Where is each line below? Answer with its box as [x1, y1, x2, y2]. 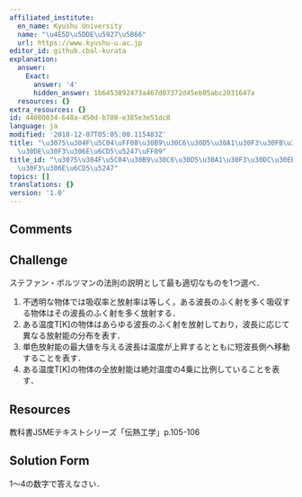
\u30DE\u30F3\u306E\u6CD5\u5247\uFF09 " [17, 146, 167, 155]
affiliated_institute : [9, 13, 94, 22]
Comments [9, 222, 73, 237]
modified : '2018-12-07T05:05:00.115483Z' [9, 130, 167, 139]
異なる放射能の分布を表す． [22, 330, 126, 342]
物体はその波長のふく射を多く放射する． [30, 307, 181, 319]
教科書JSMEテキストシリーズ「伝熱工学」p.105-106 [9, 427, 200, 438]
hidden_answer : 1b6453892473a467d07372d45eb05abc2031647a [32, 88, 255, 97]
